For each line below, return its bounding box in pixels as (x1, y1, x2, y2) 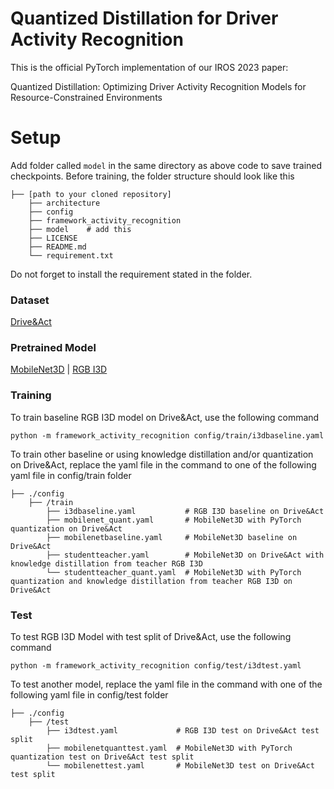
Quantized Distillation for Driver (10, 7, 279, 30)
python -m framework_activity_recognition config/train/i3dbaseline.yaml (10, 430, 325, 441)
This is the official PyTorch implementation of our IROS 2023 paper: (10, 61, 289, 73)
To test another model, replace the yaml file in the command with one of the (10, 678, 323, 691)
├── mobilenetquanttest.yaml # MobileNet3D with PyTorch (46, 743, 293, 754)
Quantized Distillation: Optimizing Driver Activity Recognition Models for (10, 80, 307, 92)
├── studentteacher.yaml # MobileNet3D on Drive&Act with (46, 550, 325, 560)
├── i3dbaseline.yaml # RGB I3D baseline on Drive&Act (46, 506, 325, 516)
